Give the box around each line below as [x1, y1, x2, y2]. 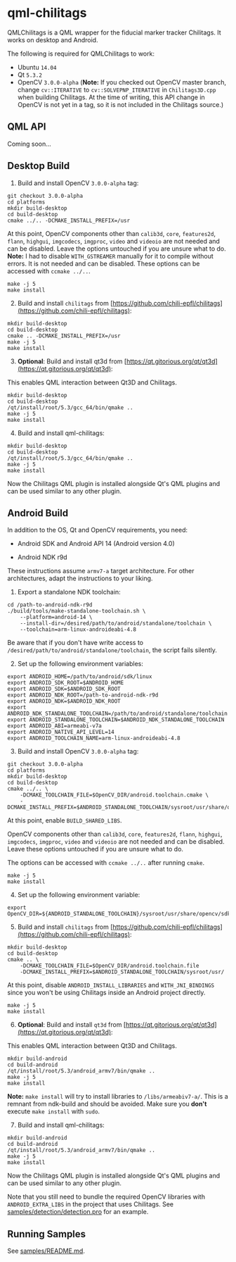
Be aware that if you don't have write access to [7, 639, 144, 647]
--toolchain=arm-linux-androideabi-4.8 [20, 626, 137, 633]
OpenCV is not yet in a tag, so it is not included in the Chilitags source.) [17, 100, 224, 108]
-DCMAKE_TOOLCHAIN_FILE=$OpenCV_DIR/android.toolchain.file [20, 963, 199, 970]
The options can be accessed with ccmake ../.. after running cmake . [7, 858, 205, 867]
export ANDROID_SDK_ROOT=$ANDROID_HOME [7, 680, 124, 687]
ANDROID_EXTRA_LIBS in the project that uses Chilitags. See [7, 1200, 174, 1208]
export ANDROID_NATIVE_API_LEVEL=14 [7, 729, 114, 736]
